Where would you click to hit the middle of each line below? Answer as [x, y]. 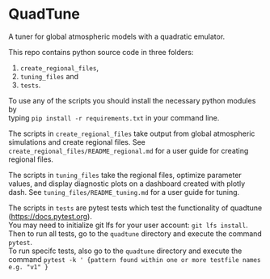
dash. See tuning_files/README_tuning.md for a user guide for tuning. [124, 192]
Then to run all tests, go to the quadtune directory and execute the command [135, 233]
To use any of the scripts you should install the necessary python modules [132, 100]
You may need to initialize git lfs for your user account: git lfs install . [128, 225]
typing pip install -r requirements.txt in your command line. [114, 117]
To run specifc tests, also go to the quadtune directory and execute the [125, 251]
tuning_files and [49, 76]
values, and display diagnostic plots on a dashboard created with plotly [127, 184]
